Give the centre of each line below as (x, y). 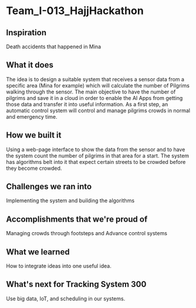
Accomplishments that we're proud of (77, 219)
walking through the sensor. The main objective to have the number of (91, 92)
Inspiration (26, 33)
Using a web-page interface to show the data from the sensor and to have (96, 149)
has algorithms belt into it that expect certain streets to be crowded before (96, 162)
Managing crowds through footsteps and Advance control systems (87, 233)
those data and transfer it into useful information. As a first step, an (87, 104)
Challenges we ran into (49, 187)
